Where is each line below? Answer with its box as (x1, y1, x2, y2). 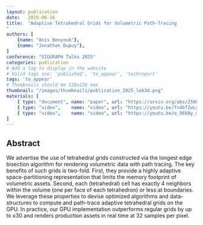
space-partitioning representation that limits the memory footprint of (6, 174, 176, 181)
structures (6, 199, 32, 206)
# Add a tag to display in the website (6, 65, 107, 71)
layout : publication (6, 8, 59, 15)
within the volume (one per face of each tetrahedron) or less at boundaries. (6, 186, 194, 194)
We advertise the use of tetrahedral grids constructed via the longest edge (6, 154, 192, 161)
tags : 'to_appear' (6, 76, 53, 82)
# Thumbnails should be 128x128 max (6, 82, 98, 88)
